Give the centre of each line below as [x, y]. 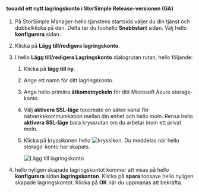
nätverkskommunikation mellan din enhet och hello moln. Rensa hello [108, 116]
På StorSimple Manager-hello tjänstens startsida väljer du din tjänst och [102, 21]
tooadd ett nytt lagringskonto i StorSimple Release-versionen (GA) [90, 8]
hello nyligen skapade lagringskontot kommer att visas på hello [92, 170]
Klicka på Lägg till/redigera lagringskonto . [67, 46]
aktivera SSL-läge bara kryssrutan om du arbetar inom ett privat [102, 123]
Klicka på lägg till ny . [49, 69]
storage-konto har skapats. [57, 147]
